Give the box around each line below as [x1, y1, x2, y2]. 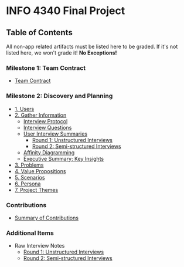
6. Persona [14, 180, 41, 187]
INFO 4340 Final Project [6, 4, 125, 18]
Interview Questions [23, 124, 72, 131]
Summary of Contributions [14, 214, 79, 221]
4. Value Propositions [14, 167, 66, 174]
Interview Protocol [23, 117, 68, 124]
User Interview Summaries [23, 130, 88, 137]
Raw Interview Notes [14, 242, 65, 249]
